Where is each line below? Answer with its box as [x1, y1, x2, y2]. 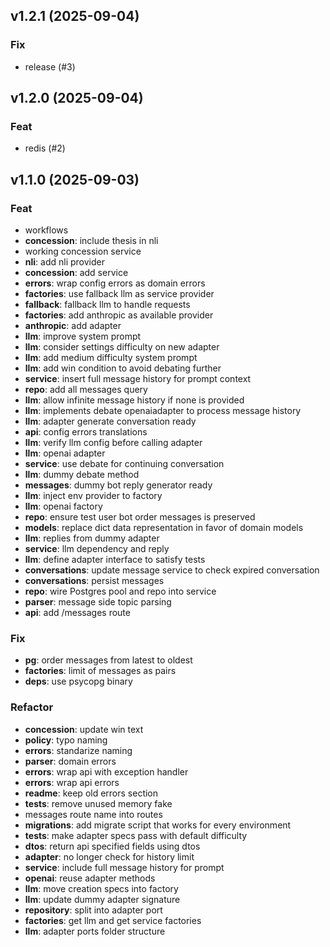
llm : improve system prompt [24, 330, 142, 343]
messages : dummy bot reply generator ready [24, 479, 213, 491]
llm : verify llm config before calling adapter [24, 437, 203, 449]
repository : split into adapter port [24, 904, 163, 916]
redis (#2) [24, 142, 66, 154]
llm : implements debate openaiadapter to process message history [24, 405, 302, 417]
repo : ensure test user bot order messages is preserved [24, 511, 256, 523]
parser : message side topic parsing [24, 596, 172, 608]
